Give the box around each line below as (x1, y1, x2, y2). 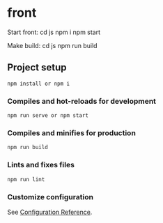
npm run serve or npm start (7, 112, 89, 119)
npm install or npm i (7, 80, 70, 87)
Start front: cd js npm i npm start (7, 28, 101, 36)
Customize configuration (7, 192, 94, 201)
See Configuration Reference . (7, 208, 93, 216)
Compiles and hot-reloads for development (7, 96, 157, 106)
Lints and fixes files (7, 160, 75, 170)
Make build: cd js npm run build (7, 41, 98, 49)
